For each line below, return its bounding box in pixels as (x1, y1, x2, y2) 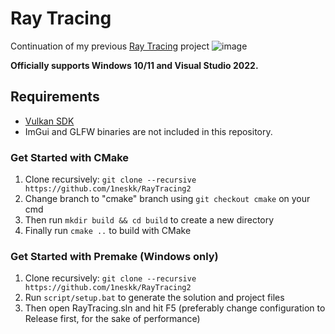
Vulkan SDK (24, 115, 75, 127)
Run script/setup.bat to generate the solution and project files (24, 292, 285, 304)
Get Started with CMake (10, 150, 130, 164)
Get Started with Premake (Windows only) (10, 249, 219, 263)
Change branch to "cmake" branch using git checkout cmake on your (24, 193, 311, 205)
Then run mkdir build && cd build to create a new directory (24, 214, 275, 226)
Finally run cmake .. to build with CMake (24, 225, 192, 237)
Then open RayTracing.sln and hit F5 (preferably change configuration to (24, 302, 326, 314)
